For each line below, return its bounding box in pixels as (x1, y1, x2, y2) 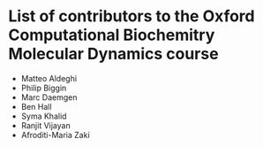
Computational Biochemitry (8, 25, 215, 45)
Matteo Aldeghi (20, 73, 77, 83)
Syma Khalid (20, 111, 67, 121)
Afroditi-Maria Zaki (20, 129, 90, 140)
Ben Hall (20, 101, 52, 112)
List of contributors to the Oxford (8, 6, 255, 27)
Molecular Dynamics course (8, 44, 219, 64)
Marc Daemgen (20, 91, 78, 103)
